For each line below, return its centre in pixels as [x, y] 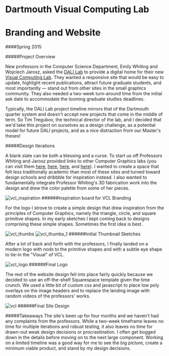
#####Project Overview [30, 57]
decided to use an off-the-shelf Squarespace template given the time [78, 280]
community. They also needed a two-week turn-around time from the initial [84, 94]
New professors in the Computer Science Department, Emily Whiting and [81, 67]
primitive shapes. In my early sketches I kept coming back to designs [77, 219]
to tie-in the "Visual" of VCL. [35, 255]
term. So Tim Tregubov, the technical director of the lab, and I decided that [83, 120]
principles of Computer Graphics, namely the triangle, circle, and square [81, 213]
